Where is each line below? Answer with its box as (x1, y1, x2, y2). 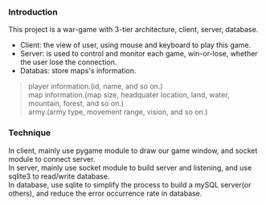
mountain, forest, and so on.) (27, 99, 125, 109)
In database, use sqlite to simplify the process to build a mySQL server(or (8, 179, 252, 189)
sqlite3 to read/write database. (8, 171, 110, 181)
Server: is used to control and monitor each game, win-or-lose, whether (19, 49, 259, 59)
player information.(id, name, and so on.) (27, 81, 163, 91)
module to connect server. (8, 154, 96, 163)
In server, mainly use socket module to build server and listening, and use (8, 163, 252, 172)
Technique (8, 127, 51, 138)
